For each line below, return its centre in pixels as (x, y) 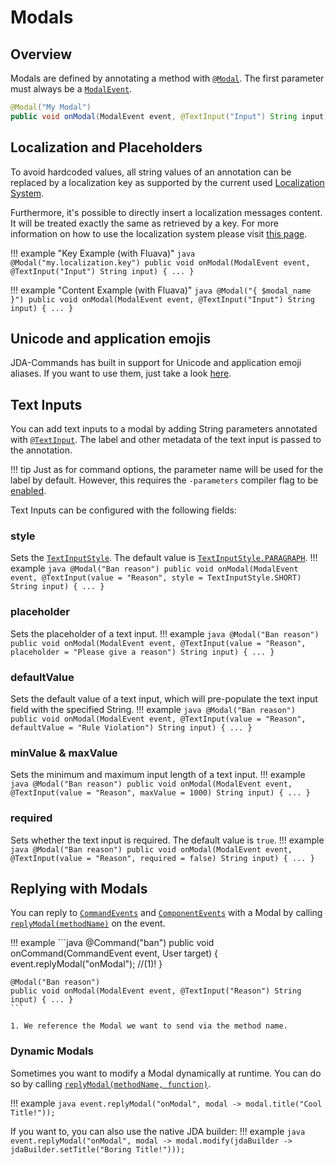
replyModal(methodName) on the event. (88, 923)
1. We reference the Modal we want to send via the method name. (149, 1026)
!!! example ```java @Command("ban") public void (112, 943)
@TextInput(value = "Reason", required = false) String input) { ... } (162, 858)
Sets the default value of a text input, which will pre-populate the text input (164, 699)
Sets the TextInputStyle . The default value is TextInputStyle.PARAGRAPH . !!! (164, 558)
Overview (41, 54)
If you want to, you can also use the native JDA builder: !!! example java (158, 1131)
